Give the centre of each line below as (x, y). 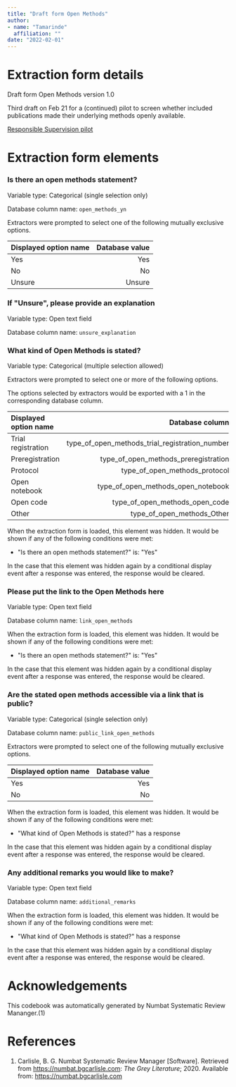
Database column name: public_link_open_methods (81, 732)
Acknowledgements (67, 986)
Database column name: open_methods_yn (67, 209)
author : (19, 20)
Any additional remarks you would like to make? (91, 873)
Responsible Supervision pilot (50, 129)
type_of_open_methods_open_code (171, 503)
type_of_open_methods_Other (180, 514)
